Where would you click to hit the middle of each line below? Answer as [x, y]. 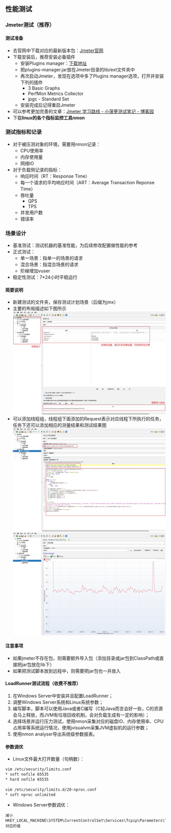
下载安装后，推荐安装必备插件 [44, 57]
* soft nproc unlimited [31, 795]
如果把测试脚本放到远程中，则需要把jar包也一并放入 [67, 671]
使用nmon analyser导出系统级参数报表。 [55, 734]
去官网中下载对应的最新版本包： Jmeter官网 [58, 51]
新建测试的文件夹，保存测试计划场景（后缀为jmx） [65, 302]
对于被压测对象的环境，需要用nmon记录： [56, 144]
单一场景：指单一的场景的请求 [51, 258]
